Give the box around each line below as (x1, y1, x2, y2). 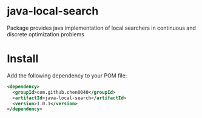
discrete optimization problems (7, 30, 84, 38)
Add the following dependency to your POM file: (7, 71, 127, 79)
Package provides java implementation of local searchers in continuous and (7, 24, 197, 31)
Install (7, 52, 39, 66)
